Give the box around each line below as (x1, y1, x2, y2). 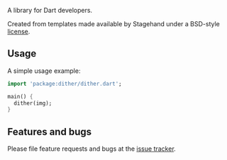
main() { (7, 93, 33, 100)
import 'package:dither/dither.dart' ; (7, 80, 122, 87)
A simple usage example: (7, 67, 81, 75)
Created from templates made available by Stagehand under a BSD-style (7, 20, 220, 28)
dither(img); (13, 99, 52, 107)
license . (7, 28, 31, 35)
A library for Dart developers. (7, 6, 93, 14)
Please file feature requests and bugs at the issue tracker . (7, 144, 176, 153)
